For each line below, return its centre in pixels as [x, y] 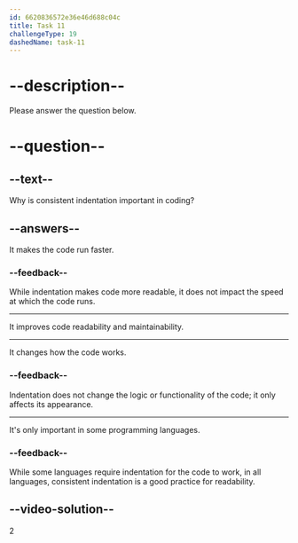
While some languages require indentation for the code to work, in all [135, 472]
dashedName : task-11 [47, 42]
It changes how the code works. [68, 352]
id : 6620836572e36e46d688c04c [65, 17]
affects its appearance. [51, 404]
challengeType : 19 [43, 34]
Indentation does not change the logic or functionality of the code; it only [143, 395]
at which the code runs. [52, 302]
